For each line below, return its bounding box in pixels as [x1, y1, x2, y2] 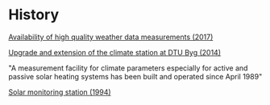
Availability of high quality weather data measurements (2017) [8, 32, 214, 42]
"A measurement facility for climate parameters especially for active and [8, 63, 248, 73]
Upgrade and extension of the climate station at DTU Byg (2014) [8, 47, 222, 57]
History [8, 6, 60, 24]
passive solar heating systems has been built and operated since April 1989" [8, 71, 263, 81]
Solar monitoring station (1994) [8, 87, 111, 97]
